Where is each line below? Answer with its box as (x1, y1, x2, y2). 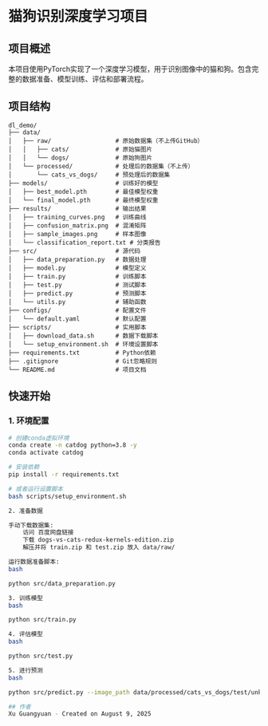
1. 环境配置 (8, 416, 49, 427)
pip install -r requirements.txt (8, 471, 120, 479)
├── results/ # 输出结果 (8, 204, 147, 212)
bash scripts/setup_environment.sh (8, 492, 127, 500)
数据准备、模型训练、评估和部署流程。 (22, 74, 148, 84)
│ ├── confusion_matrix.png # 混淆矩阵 (8, 221, 147, 230)
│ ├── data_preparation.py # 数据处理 (8, 255, 147, 263)
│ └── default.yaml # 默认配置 (8, 314, 147, 323)
